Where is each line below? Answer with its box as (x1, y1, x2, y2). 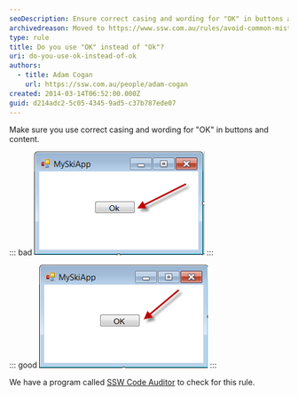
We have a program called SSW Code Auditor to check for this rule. (9, 376, 255, 387)
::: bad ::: (9, 247, 215, 257)
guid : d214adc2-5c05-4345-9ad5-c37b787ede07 (9, 99, 176, 107)
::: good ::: (9, 360, 217, 370)
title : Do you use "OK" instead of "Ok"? (9, 43, 165, 51)
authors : (9, 61, 42, 70)
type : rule (9, 33, 50, 42)
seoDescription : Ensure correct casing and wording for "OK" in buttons (9, 14, 284, 23)
